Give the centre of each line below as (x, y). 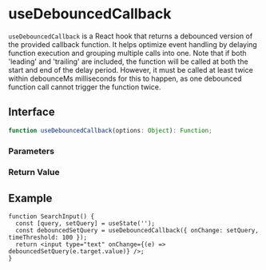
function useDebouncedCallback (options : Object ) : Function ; (111, 130)
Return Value (34, 173)
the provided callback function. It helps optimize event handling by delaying (133, 44)
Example (30, 198)
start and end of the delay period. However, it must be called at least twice (131, 69)
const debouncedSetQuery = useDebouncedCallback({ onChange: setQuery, (137, 231)
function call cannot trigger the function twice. (85, 87)
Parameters (31, 151)
